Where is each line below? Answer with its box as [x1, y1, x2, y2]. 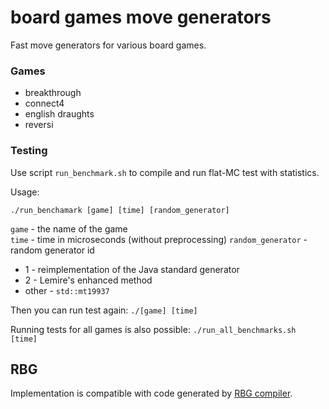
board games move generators [10, 6, 272, 29]
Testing [10, 144, 48, 158]
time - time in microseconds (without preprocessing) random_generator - [10, 233, 308, 245]
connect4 [24, 97, 65, 110]
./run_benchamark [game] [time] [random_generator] [10, 205, 230, 215]
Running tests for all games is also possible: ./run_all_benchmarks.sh [10, 323, 297, 335]
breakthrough [24, 87, 82, 99]
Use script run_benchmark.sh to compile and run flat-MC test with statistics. [10, 166, 320, 178]
